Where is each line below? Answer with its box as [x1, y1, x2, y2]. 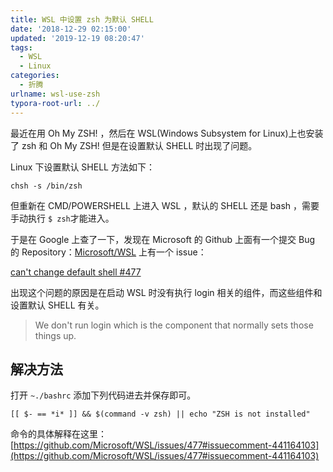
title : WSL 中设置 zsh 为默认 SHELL [10, 14, 154, 25]
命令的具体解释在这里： [10, 428, 107, 440]
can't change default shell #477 [10, 266, 142, 278]
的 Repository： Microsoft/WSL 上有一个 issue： [10, 246, 207, 258]
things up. [34, 329, 77, 341]
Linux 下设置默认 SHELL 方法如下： [10, 161, 155, 173]
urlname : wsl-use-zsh [10, 89, 101, 99]
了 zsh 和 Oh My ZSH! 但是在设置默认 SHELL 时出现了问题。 [10, 139, 258, 151]
